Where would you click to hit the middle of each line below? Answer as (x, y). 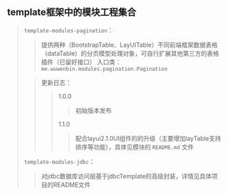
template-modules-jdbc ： (59, 161)
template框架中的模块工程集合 (72, 12)
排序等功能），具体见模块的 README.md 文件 (135, 147)
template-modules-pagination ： (69, 30)
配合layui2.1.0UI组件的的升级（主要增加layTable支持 (148, 138)
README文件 (72, 185)
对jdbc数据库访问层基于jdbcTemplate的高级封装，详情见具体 (126, 176)
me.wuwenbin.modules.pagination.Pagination (104, 69)
